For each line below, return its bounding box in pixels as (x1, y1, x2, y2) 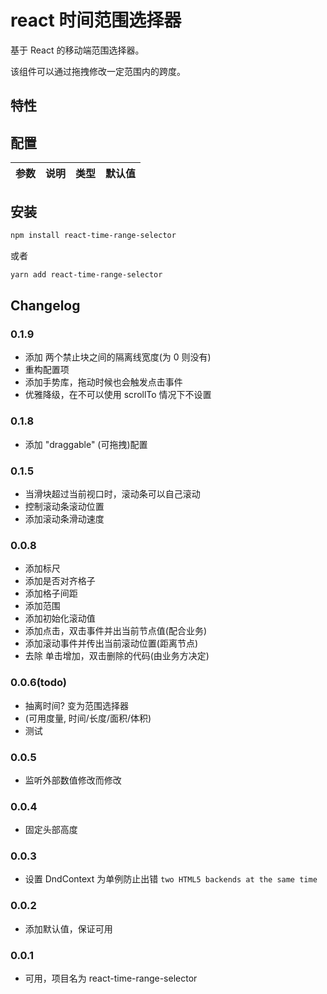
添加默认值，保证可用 (24, 922, 113, 935)
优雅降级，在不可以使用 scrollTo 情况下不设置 (24, 389, 212, 401)
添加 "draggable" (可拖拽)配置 (24, 438, 148, 450)
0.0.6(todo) (10, 676, 68, 690)
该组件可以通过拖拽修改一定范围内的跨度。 (10, 65, 186, 77)
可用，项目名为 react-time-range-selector (24, 972, 198, 985)
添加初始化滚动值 (24, 612, 96, 625)
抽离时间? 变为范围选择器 (24, 699, 129, 711)
